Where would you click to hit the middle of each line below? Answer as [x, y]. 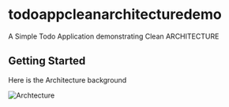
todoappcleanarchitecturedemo [115, 15]
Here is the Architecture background [68, 79]
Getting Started [47, 61]
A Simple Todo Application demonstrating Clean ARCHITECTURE [114, 36]
